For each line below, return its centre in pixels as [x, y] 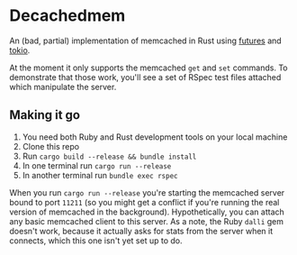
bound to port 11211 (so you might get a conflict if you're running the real [144, 202]
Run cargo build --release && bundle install [109, 156]
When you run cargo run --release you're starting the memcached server [147, 192]
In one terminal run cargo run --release [97, 165]
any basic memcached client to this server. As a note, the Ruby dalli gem [147, 221]
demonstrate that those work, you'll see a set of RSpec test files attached [145, 77]
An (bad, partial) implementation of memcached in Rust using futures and [145, 41]
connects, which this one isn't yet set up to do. [96, 241]
